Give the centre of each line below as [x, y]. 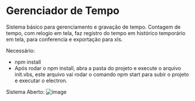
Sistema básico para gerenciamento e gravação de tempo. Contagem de [93, 27]
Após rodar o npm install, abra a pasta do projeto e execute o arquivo [98, 68]
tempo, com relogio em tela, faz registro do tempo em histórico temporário [96, 33]
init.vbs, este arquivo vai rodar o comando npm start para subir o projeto [102, 74]
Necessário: [20, 50]
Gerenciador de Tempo [63, 11]
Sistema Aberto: [25, 92]
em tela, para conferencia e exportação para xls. [65, 39]
